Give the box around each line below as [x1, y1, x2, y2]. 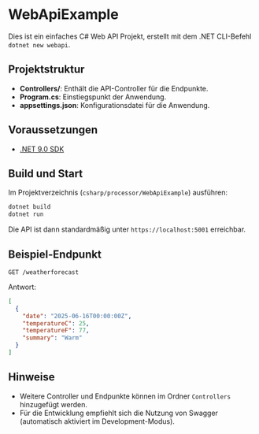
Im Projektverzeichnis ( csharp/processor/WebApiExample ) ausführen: [8, 187, 228, 198]
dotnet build [8, 203, 51, 211]
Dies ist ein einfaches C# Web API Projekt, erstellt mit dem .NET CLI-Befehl [8, 32, 252, 41]
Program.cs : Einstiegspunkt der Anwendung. [19, 92, 167, 102]
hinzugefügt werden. [19, 399, 88, 409]
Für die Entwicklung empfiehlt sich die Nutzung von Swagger [19, 408, 219, 417]
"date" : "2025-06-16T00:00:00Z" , [22, 312, 132, 320]
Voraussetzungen [8, 124, 98, 137]
